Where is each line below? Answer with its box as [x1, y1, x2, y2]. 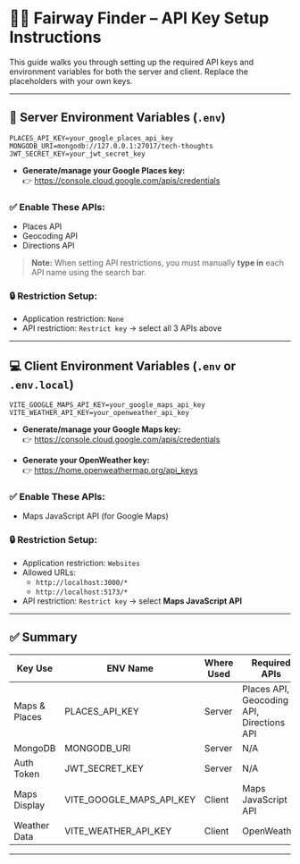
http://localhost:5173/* [35, 588, 129, 597]
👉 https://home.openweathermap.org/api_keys [21, 465, 198, 476]
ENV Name [106, 662, 154, 674]
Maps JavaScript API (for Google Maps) [21, 511, 170, 521]
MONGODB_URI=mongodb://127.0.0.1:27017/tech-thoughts [9, 141, 214, 150]
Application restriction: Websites [21, 557, 140, 568]
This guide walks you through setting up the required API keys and [9, 56, 254, 67]
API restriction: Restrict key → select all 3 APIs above [21, 323, 222, 334]
